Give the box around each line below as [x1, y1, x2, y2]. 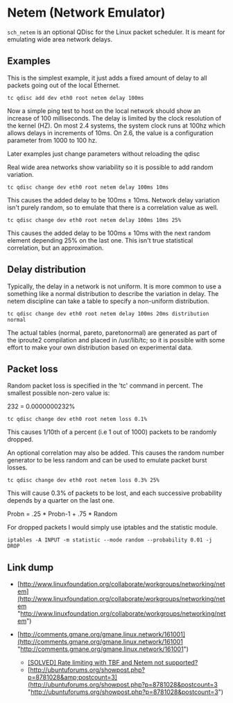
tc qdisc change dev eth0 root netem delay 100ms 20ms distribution [7, 310, 209, 317]
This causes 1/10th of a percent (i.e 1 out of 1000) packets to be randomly [7, 428, 217, 436]
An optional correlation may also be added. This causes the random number [7, 449, 225, 457]
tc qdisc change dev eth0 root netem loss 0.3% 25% [7, 477, 159, 484]
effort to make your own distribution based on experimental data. [7, 343, 193, 351]
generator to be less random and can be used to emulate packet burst [7, 456, 207, 465]
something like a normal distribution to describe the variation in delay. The [7, 289, 219, 297]
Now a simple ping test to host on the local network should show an [7, 106, 201, 115]
